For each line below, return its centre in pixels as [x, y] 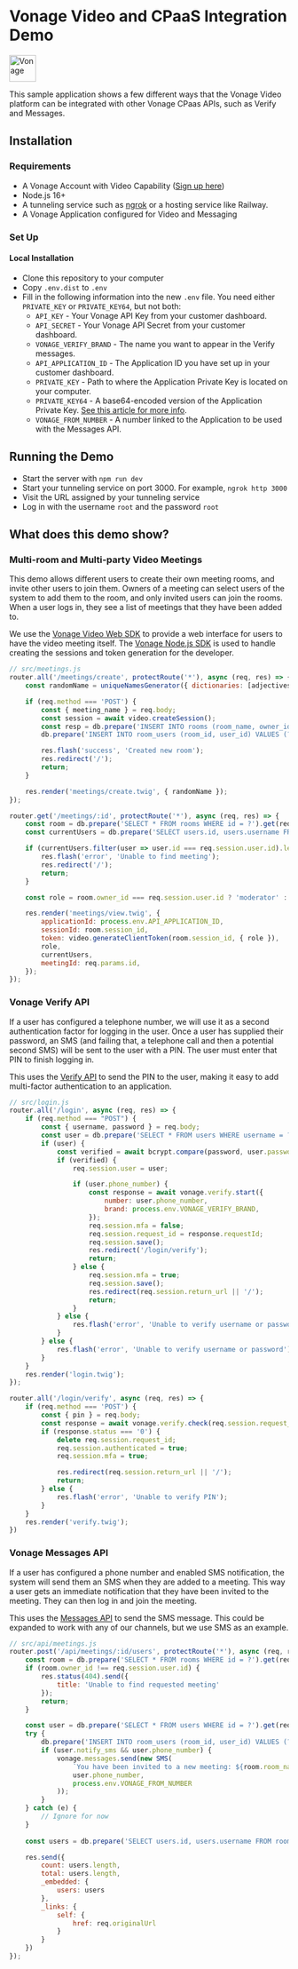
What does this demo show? [90, 534]
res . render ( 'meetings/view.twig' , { [93, 913]
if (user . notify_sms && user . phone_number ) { [127, 1751]
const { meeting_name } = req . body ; [109, 710]
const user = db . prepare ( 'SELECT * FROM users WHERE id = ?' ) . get [150, 1726]
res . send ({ [45, 1857]
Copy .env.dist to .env [65, 287]
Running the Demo [62, 457]
